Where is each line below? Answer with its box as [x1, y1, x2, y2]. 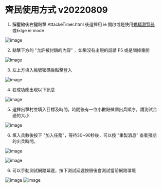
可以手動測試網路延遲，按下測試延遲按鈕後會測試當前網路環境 [12, 167, 136, 173]
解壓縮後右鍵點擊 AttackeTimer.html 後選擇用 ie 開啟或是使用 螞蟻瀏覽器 [12, 21, 155, 27]
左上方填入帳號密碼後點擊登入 [12, 67, 72, 73]
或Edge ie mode [12, 27, 45, 33]
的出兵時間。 [12, 138, 38, 144]
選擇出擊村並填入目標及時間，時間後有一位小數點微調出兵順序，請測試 [12, 106, 153, 112]
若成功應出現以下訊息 [12, 86, 55, 92]
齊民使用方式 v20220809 [5, 4, 108, 16]
